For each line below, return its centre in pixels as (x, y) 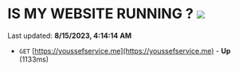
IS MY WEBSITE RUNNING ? (101, 14)
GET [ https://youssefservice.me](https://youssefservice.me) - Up (125, 50)
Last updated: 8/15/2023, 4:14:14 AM (70, 35)
